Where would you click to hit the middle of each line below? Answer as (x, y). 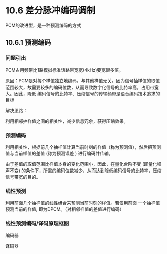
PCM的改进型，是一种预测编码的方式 (43, 25)
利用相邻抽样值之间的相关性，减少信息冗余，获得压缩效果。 (67, 121)
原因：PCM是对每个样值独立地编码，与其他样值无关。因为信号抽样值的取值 (83, 80)
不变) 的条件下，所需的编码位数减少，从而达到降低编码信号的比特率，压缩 (86, 170)
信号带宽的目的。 (23, 177)
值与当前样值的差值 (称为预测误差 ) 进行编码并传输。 (59, 153)
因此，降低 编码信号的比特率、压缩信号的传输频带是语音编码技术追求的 (87, 93)
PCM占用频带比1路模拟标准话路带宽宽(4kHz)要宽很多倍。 (64, 70)
